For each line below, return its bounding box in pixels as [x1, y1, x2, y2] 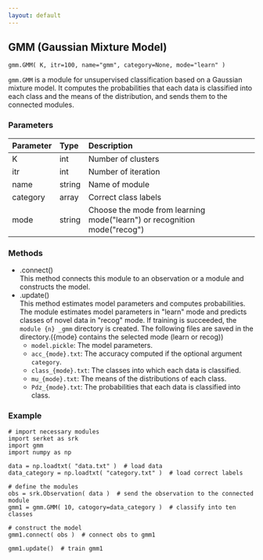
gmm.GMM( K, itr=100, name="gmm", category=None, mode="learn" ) [8, 61, 225, 69]
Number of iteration [88, 166, 160, 177]
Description [88, 140, 133, 151]
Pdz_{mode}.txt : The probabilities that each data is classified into [31, 382, 241, 392]
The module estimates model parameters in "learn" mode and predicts [19, 307, 247, 317]
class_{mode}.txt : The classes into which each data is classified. [31, 366, 241, 375]
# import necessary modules [8, 428, 100, 436]
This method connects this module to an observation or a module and [19, 274, 244, 284]
